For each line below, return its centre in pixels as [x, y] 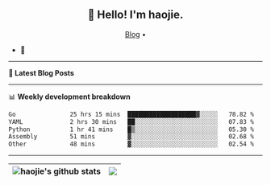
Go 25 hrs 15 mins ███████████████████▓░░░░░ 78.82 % [131, 114]
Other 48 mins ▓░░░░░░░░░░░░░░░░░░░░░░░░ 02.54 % [131, 144]
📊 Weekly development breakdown [69, 97]
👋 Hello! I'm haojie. [135, 15]
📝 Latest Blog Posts [42, 72]
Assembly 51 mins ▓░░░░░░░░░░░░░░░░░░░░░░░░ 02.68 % [131, 137]
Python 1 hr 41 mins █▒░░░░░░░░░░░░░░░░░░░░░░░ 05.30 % [131, 129]
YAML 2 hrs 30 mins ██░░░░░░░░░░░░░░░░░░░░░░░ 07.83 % [131, 121]
